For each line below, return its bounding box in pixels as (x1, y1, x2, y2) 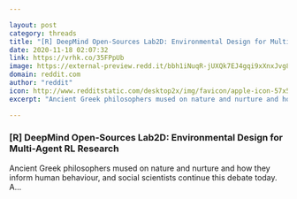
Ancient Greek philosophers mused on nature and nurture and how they (9, 163, 271, 173)
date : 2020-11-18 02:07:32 (9, 45, 109, 54)
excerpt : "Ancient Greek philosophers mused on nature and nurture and (9, 95, 278, 103)
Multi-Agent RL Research (9, 142, 119, 155)
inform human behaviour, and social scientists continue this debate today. (9, 172, 278, 182)
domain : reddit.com (9, 70, 81, 80)
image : (9, 62, 34, 71)
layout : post (9, 20, 57, 29)
